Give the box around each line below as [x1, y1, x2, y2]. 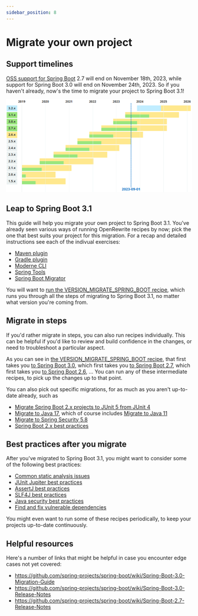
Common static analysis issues [14, 473, 90, 480]
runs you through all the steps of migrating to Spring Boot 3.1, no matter [6, 292, 180, 299]
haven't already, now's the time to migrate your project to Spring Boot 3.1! [6, 87, 184, 94]
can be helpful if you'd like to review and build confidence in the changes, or [6, 338, 192, 345]
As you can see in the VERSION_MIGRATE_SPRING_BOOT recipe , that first [6, 355, 186, 362]
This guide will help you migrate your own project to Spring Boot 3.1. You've [6, 219, 190, 227]
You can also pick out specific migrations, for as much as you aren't [6, 385, 171, 392]
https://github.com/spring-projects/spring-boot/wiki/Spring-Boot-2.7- [14, 597, 184, 604]
